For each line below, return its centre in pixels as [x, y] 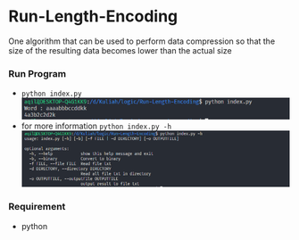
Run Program [37, 73]
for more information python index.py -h [96, 126]
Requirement [37, 207]
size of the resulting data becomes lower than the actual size [120, 50]
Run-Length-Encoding [93, 17]
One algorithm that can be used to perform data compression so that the [142, 41]
